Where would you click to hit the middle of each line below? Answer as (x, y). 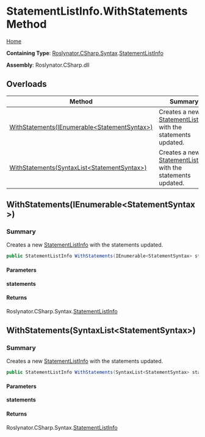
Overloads (27, 84)
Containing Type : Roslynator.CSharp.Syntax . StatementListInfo (85, 53)
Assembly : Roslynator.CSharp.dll (48, 65)
